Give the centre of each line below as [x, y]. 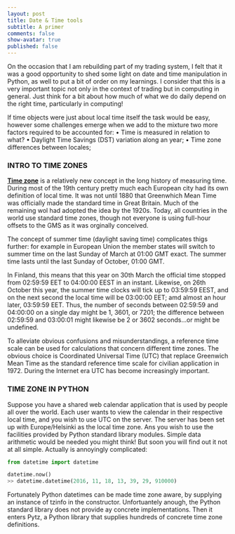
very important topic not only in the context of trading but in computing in [113, 89]
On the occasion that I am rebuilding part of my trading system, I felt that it [115, 66]
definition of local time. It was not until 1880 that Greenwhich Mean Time [112, 196]
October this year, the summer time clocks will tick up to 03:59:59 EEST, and [118, 290]
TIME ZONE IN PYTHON [48, 389]
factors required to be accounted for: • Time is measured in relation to [109, 132]
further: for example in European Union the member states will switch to [111, 247]
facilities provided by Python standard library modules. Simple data [104, 434]
